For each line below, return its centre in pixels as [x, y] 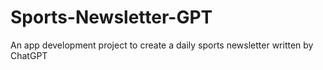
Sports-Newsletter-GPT [111, 17]
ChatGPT [29, 55]
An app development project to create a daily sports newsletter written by [162, 45]
